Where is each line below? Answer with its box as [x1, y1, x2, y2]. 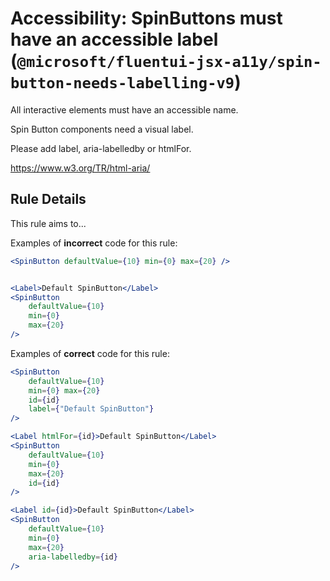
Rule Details [10, 191, 87, 208]
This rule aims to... [10, 217, 87, 229]
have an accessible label [10, 28, 219, 51]
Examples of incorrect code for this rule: [10, 237, 178, 249]
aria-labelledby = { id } [28, 552, 118, 562]
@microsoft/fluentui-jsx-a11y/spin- [16, 53, 322, 72]
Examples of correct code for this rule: [10, 347, 170, 359]
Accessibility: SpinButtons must [10, 7, 283, 30]
